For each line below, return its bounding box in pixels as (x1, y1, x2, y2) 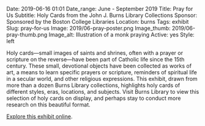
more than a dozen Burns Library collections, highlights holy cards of (6, 82, 181, 89)
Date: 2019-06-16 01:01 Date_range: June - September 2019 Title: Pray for (6, 5, 193, 12)
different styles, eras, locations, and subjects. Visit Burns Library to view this (6, 88, 199, 95)
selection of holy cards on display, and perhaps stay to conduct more (6, 94, 181, 102)
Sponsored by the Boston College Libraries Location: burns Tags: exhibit (6, 18, 189, 25)
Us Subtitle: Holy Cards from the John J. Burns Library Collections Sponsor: (6, 12, 198, 19)
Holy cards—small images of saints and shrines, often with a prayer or (6, 49, 184, 57)
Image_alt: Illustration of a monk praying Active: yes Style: (48, 31, 195, 38)
